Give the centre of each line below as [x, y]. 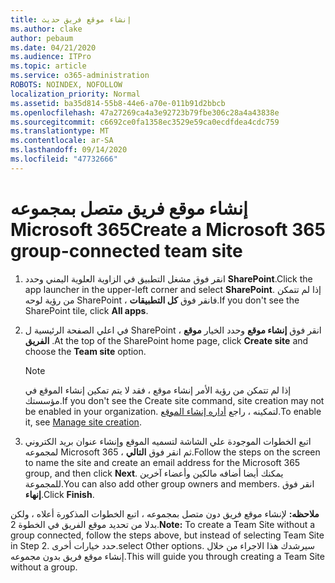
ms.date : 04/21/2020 [53, 47]
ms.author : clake [46, 29]
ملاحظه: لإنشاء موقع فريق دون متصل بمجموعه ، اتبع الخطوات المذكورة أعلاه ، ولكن [165, 513]
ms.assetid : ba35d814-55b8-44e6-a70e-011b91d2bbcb [118, 103]
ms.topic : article [48, 66]
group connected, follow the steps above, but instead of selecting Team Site [167, 535]
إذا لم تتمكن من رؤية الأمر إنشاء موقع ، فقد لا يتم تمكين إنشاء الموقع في [158, 390]
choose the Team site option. [85, 351]
